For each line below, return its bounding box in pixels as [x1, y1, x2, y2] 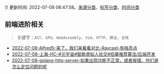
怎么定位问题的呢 [11, 64, 47, 70]
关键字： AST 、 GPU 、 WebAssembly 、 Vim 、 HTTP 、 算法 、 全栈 [16, 34, 129, 40]
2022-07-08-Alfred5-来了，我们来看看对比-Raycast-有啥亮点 [11, 45, 138, 51]
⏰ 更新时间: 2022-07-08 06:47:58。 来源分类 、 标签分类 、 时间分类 [4, 4, 140, 10]
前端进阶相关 [4, 20, 44, 29]
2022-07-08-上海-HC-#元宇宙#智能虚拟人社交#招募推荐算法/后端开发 [11, 51, 156, 57]
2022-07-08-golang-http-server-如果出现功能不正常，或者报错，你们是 [11, 57, 159, 63]
